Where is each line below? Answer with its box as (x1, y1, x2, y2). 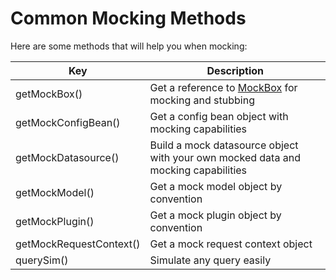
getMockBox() (15, 87, 83, 101)
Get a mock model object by (149, 179, 283, 193)
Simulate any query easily (149, 253, 272, 267)
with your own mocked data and (149, 150, 301, 164)
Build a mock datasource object (149, 138, 299, 152)
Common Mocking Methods (10, 7, 247, 30)
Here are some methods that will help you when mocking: (10, 40, 248, 52)
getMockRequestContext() (15, 237, 141, 251)
